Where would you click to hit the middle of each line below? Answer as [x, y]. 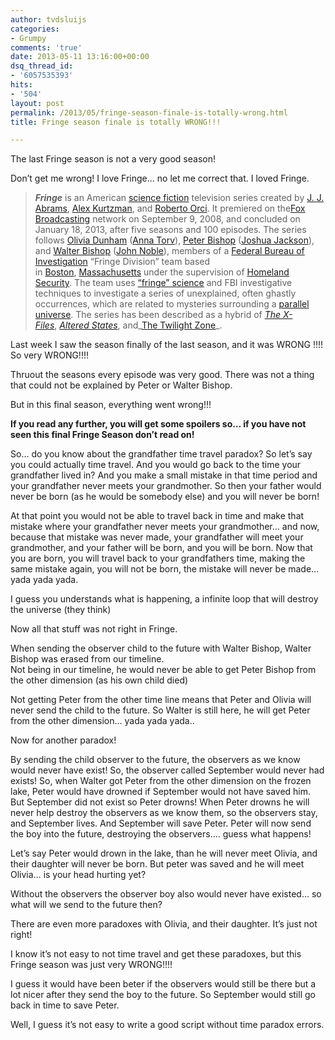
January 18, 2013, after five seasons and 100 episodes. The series [170, 230]
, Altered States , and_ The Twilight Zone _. [138, 325]
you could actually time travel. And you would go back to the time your [156, 465]
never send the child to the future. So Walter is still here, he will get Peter [160, 710]
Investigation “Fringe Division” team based [122, 262]
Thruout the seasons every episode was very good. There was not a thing [162, 375]
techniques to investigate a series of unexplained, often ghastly [165, 293]
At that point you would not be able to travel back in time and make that [157, 516]
